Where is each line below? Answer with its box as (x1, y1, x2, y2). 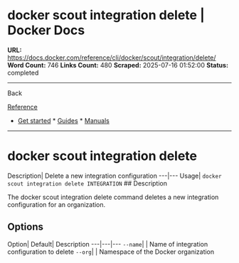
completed (7, 68, 39, 77)
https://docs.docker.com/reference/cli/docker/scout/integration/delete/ (7, 53, 216, 62)
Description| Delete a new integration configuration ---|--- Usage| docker (7, 171, 222, 180)
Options (7, 221, 44, 233)
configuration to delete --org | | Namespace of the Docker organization (7, 247, 215, 256)
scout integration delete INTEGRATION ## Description (7, 178, 167, 188)
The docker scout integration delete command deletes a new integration (7, 193, 219, 201)
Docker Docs (7, 22, 85, 38)
